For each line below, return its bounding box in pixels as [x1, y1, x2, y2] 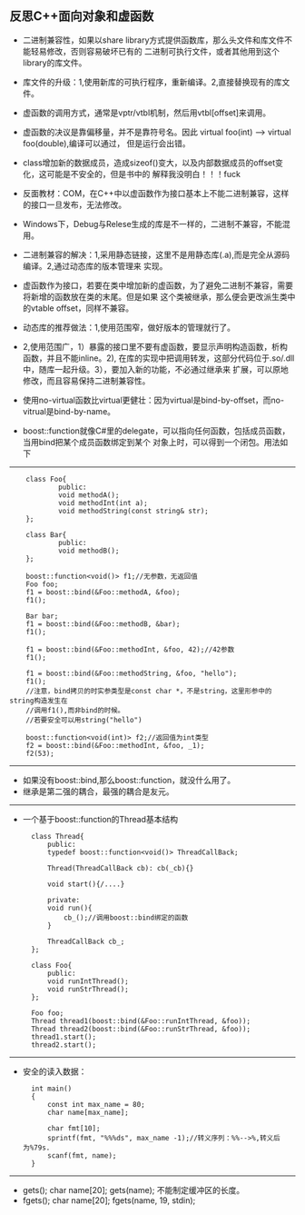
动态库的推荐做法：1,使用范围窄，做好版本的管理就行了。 [22, 322, 236, 333]
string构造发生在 [9, 696, 68, 705]
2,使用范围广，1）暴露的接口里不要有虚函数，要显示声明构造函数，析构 [22, 341, 289, 352]
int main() [31, 1084, 73, 1093]
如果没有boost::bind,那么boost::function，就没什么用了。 [22, 774, 236, 785]
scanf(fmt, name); [46, 1150, 117, 1160]
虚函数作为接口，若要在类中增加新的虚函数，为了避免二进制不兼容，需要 [22, 280, 293, 291]
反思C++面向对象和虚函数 [9, 8, 154, 25]
